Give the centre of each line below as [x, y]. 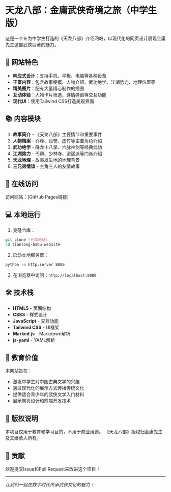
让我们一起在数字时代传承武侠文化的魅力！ [50, 485]
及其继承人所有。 [23, 438]
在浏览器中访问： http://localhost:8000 [54, 275]
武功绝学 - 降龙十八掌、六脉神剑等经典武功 [58, 147]
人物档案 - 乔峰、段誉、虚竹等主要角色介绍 [58, 140]
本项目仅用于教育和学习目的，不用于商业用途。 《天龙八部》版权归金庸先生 [84, 432]
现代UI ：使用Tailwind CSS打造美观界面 [53, 101]
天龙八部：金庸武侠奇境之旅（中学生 [81, 10]
